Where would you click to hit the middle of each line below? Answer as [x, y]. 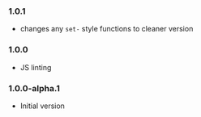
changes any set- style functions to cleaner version [107, 29]
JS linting [36, 67]
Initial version [42, 106]
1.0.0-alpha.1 [34, 88]
